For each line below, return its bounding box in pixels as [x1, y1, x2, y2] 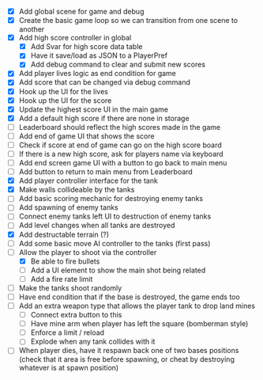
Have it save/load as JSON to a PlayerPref [30, 51, 167, 60]
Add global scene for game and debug [18, 7, 145, 16]
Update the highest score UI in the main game [18, 104, 169, 114]
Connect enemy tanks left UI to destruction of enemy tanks [18, 211, 212, 221]
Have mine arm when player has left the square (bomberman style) [30, 319, 249, 329]
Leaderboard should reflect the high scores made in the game [18, 122, 221, 131]
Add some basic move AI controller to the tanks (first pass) [18, 238, 211, 248]
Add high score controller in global [18, 33, 132, 43]
